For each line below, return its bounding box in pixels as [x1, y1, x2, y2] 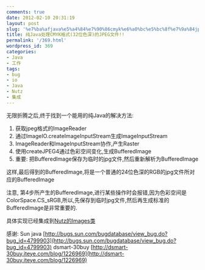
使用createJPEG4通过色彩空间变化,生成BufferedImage [15, 147, 151, 155]
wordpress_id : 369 [6, 43, 53, 49]
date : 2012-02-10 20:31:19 [6, 15, 75, 21]
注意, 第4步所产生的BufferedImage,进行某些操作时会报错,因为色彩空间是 [6, 189, 187, 196]
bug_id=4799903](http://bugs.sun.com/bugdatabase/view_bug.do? [6, 236, 177, 244]
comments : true [6, 9, 45, 15]
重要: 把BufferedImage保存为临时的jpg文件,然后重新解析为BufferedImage [15, 155, 199, 162]
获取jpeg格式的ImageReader [15, 125, 87, 132]
